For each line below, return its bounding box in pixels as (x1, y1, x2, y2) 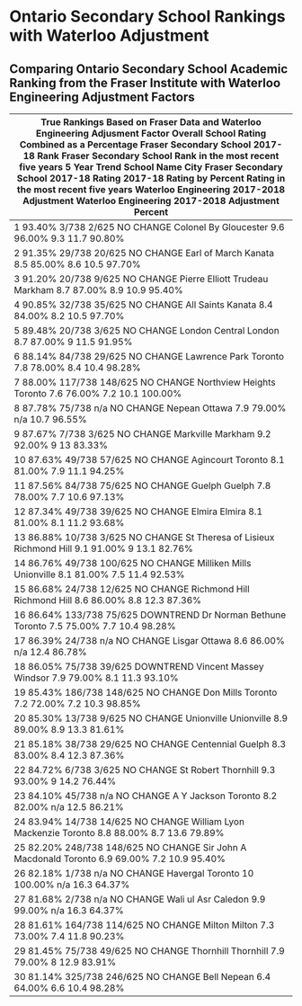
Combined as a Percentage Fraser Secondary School (19, 138, 252, 150)
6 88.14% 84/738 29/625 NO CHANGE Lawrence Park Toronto (13, 351, 285, 362)
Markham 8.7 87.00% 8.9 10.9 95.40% (13, 284, 183, 296)
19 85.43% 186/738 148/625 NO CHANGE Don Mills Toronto (13, 686, 278, 699)
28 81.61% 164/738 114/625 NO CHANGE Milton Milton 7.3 (13, 919, 275, 931)
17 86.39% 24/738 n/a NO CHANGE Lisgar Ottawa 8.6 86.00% (13, 635, 285, 646)
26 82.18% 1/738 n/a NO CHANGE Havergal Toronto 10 (13, 868, 254, 879)
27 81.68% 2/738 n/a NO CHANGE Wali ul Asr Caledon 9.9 (13, 893, 266, 905)
